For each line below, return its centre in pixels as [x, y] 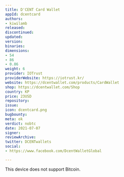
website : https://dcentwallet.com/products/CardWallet [62, 82]
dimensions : [17, 51]
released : [15, 28]
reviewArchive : [21, 137]
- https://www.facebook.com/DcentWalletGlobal [53, 151]
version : [14, 42]
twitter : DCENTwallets [28, 142]
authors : [14, 19]
